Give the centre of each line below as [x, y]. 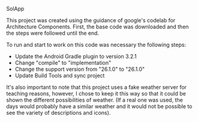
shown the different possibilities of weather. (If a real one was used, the [94, 100]
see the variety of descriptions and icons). [58, 113]
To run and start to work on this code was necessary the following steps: [96, 45]
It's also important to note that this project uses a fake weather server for [97, 87]
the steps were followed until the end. [53, 33]
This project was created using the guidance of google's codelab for [91, 20]
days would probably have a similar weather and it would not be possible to [99, 106]
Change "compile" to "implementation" [63, 63]
